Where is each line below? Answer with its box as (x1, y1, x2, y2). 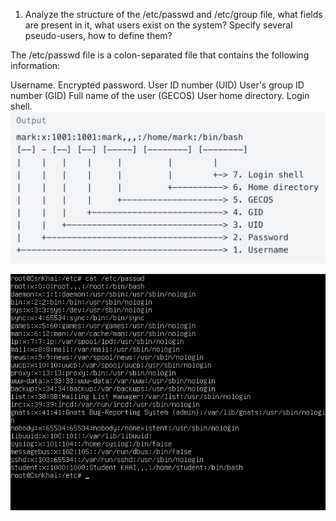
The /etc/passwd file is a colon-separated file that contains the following (10, 49, 310, 61)
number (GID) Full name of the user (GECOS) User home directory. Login (10, 90, 310, 101)
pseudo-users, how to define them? (24, 30, 173, 41)
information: (10, 60, 61, 71)
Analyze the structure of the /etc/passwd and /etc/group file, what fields (24, 9, 323, 20)
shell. (10, 100, 33, 112)
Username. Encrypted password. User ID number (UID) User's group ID (10, 79, 305, 91)
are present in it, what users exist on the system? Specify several (24, 19, 293, 31)
